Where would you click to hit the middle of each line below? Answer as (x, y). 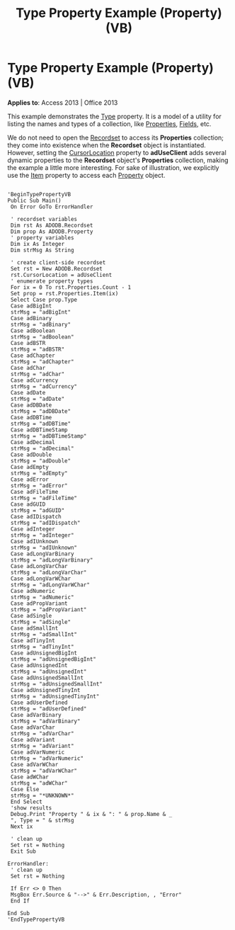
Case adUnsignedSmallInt (47, 678)
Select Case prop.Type (44, 300)
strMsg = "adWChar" (39, 783)
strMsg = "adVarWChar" (44, 771)
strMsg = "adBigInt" (41, 312)
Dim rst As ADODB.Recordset (52, 225)
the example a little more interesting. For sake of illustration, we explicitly (113, 167)
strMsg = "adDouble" (41, 461)
